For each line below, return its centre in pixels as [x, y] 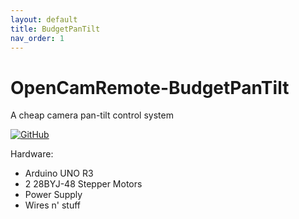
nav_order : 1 [37, 38]
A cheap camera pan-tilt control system [92, 115]
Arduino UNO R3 [59, 173]
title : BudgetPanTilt [55, 29]
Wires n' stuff [52, 205]
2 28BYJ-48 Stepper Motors [83, 184]
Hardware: [32, 154]
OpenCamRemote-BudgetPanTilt [150, 87]
